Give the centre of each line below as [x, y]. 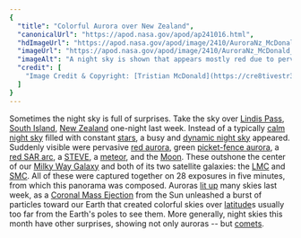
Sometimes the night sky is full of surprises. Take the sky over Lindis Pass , [147, 119]
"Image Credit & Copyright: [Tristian [98, 76]
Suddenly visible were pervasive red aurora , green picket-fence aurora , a [144, 147]
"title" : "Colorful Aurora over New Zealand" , [106, 26]
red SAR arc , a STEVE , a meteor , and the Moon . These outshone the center [148, 156]
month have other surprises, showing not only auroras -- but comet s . [137, 223]
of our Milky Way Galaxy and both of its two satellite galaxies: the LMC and [147, 166]
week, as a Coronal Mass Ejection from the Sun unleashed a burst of [136, 195]
